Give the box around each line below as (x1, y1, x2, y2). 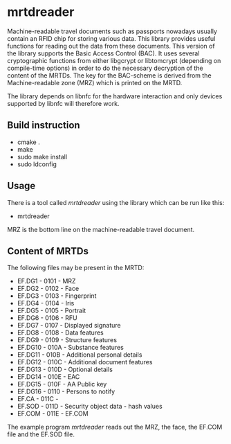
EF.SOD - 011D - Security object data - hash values (17, 402, 163, 411)
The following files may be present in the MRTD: (7, 264, 145, 272)
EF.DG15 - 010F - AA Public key (17, 380, 107, 389)
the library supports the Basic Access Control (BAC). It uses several (7, 49, 200, 57)
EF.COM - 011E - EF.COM (17, 409, 89, 418)
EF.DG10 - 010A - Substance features (17, 344, 124, 352)
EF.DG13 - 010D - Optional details (17, 365, 113, 374)
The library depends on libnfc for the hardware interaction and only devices (7, 91, 223, 100)
